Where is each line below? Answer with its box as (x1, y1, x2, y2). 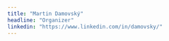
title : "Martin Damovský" (7, 10, 83, 17)
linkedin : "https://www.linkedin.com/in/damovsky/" (7, 23, 163, 30)
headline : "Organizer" (7, 17, 74, 24)
